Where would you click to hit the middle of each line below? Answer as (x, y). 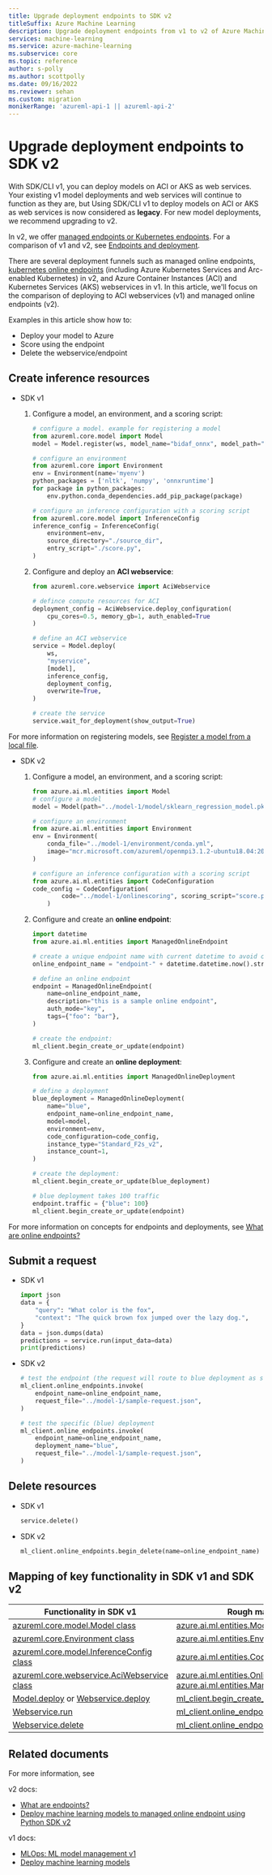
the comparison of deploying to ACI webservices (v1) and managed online (132, 296)
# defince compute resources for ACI (96, 601)
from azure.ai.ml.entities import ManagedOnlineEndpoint (130, 942)
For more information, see (51, 1773)
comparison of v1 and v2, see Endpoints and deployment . (104, 245)
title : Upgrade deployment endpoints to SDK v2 (90, 16)
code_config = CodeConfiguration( (90, 889)
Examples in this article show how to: (70, 320)
